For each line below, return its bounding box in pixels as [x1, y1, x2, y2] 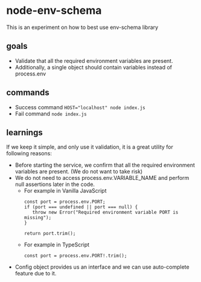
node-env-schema [6, 4, 102, 18]
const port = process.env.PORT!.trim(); [24, 253, 127, 259]
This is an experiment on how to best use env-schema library [6, 24, 159, 31]
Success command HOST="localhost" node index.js [14, 103, 146, 111]
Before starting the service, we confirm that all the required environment [14, 161, 195, 169]
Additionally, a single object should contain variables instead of [14, 63, 173, 71]
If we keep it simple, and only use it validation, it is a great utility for [6, 143, 174, 151]
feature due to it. [14, 270, 57, 277]
